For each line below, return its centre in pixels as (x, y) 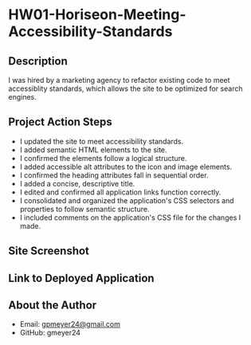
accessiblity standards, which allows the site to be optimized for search (125, 88)
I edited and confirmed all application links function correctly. (120, 192)
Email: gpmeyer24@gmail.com (70, 324)
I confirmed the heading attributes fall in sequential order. (114, 175)
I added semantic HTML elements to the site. (93, 150)
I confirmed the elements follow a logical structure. (103, 158)
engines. (23, 97)
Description (38, 61)
